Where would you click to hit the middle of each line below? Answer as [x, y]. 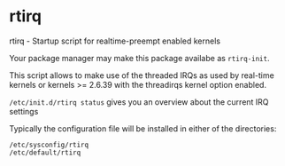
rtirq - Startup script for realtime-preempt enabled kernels [115, 41]
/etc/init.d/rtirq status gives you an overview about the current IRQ [139, 102]
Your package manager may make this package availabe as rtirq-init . [139, 58]
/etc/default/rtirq [45, 153]
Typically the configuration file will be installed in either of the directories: [143, 128]
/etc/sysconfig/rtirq [49, 145]
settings [24, 111]
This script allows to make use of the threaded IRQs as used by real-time [142, 75]
